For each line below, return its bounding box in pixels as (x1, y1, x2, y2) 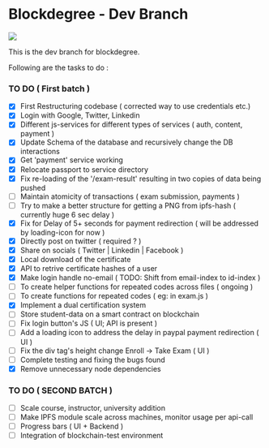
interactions (19, 147, 61, 157)
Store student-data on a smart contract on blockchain (19, 309, 200, 319)
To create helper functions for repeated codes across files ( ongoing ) (19, 282, 254, 292)
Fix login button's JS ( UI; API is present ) (19, 318, 158, 329)
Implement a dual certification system (19, 300, 147, 310)
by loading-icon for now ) (19, 227, 105, 237)
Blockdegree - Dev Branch (8, 5, 189, 24)
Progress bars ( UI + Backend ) (19, 421, 124, 431)
